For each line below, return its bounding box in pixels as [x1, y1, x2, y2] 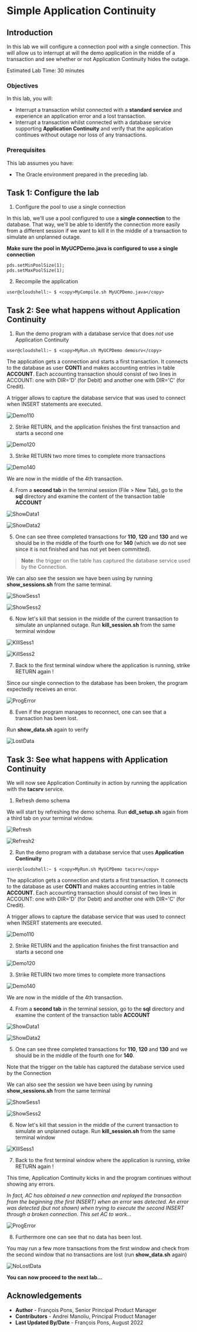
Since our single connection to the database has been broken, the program [6, 680, 188, 687]
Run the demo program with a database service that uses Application [15, 849, 184, 856]
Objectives [6, 81, 39, 89]
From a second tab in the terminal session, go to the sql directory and [15, 1005, 185, 1012]
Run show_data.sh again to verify [6, 726, 89, 733]
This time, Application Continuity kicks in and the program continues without [6, 1174, 191, 1182]
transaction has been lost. [15, 715, 78, 722]
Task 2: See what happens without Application [6, 305, 181, 315]
